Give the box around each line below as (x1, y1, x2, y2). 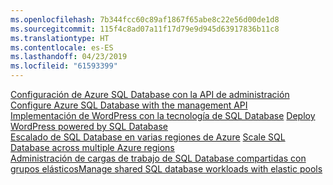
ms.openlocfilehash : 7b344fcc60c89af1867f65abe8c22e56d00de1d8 (10, 14, 280, 25)
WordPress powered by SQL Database (10, 121, 168, 132)
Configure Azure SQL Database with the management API (10, 99, 248, 111)
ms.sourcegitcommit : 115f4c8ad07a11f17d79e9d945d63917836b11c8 (10, 24, 280, 34)
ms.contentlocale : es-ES (10, 42, 114, 53)
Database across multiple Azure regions (10, 142, 175, 153)
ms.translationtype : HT (10, 33, 110, 43)
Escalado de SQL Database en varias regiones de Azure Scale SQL (10, 131, 286, 143)
